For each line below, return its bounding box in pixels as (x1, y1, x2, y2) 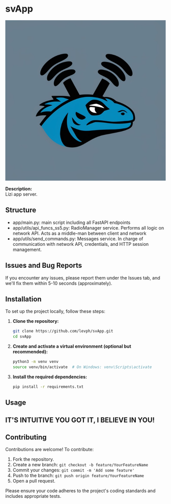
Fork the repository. (12, 456, 54, 462)
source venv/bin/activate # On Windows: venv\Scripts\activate (12, 365, 152, 370)
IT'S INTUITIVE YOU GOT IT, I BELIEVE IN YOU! (5, 415, 155, 424)
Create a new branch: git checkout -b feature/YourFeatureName (12, 462, 149, 468)
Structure (5, 206, 37, 214)
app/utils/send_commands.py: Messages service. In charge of (12, 235, 144, 242)
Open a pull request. (12, 478, 56, 484)
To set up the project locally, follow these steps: (5, 309, 106, 315)
